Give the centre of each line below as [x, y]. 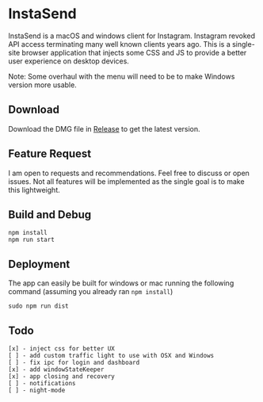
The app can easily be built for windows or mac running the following [121, 283]
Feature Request [50, 154]
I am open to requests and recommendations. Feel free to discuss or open [129, 173]
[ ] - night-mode [37, 390]
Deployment [39, 264]
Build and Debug [50, 214]
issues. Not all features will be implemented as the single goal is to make [126, 181]
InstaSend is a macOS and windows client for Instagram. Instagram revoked [132, 36]
